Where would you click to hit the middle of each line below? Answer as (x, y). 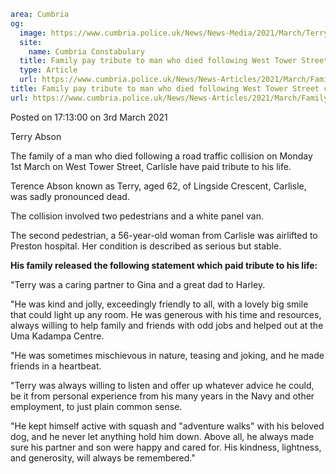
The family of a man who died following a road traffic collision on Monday (161, 156)
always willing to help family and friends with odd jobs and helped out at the (167, 325)
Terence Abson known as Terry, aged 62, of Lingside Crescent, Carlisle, (158, 186)
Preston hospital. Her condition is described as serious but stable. (146, 246)
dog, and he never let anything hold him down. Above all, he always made (162, 436)
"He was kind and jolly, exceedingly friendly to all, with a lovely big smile (159, 304)
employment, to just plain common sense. (96, 406)
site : (31, 42)
